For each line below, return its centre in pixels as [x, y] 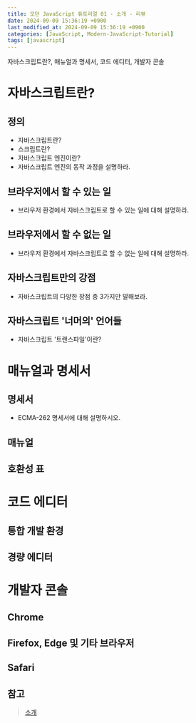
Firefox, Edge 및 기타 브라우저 [71, 643]
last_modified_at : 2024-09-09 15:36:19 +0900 [76, 27]
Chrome [26, 617]
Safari [21, 668]
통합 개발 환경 [36, 531]
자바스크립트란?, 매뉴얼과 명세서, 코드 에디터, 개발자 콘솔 [86, 62]
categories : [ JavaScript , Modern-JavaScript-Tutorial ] [91, 34]
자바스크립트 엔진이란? [49, 158]
